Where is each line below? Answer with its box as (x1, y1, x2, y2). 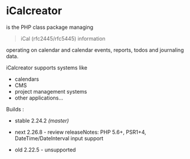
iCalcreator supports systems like (6, 64, 87, 71)
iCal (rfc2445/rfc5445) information (20, 35, 106, 42)
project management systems (14, 88, 87, 95)
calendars (14, 75, 40, 82)
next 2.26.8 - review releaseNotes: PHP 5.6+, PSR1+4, (14, 128, 146, 135)
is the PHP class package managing (6, 24, 93, 31)
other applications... (14, 94, 64, 101)
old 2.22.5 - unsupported (14, 146, 76, 153)
